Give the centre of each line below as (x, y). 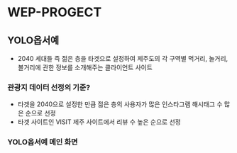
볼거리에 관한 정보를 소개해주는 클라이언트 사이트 (85, 67)
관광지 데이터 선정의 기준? (49, 87)
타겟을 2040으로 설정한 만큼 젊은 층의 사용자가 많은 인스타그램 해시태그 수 (120, 104)
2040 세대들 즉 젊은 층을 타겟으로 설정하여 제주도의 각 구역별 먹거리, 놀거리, (123, 58)
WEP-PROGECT (55, 12)
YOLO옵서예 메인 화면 (43, 142)
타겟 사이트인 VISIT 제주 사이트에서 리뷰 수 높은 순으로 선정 (99, 122)
